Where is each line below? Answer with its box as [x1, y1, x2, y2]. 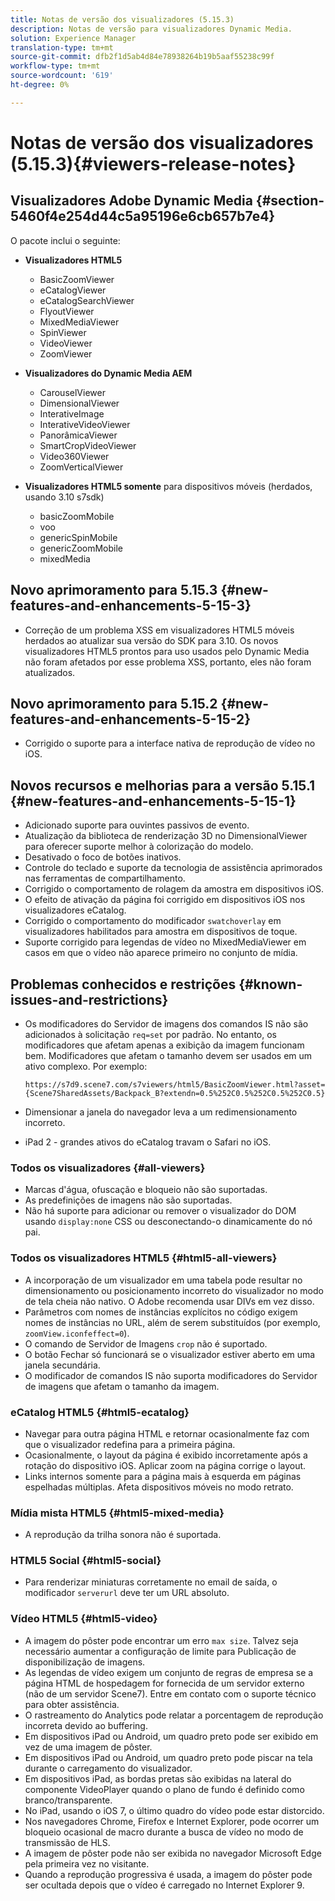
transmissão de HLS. [24, 1836, 111, 1848]
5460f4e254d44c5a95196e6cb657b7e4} [10, 208, 276, 225]
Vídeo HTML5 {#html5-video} [10, 1612, 158, 1626]
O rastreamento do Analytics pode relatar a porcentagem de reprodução [24, 1709, 324, 1721]
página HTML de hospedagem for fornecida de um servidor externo [24, 1677, 305, 1689]
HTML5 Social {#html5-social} [10, 1554, 162, 1568]
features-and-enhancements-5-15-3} [10, 597, 252, 615]
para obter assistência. [24, 1698, 120, 1710]
